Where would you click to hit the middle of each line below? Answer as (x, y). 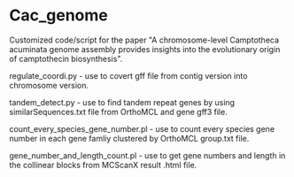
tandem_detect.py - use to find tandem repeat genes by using (122, 102)
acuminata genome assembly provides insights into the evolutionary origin (145, 49)
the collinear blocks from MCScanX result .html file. (103, 165)
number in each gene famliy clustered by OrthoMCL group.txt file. (129, 138)
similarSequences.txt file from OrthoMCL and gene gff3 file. (118, 112)
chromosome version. (49, 85)
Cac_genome (58, 15)
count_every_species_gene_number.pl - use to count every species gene (142, 128)
